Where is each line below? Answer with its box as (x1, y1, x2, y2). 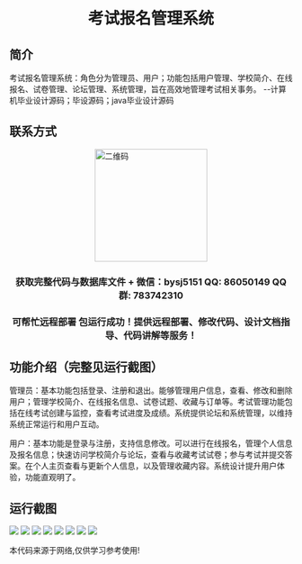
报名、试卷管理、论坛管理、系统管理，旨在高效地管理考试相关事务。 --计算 (9, 84, 287, 95)
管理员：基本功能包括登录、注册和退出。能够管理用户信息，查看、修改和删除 (9, 385, 293, 396)
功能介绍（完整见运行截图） (9, 359, 164, 375)
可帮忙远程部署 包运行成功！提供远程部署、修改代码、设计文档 (12, 315, 281, 328)
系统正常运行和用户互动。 (9, 419, 104, 430)
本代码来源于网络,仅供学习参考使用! (9, 545, 141, 556)
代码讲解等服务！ (122, 329, 198, 341)
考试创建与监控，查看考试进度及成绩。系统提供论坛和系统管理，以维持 (32, 407, 293, 419)
